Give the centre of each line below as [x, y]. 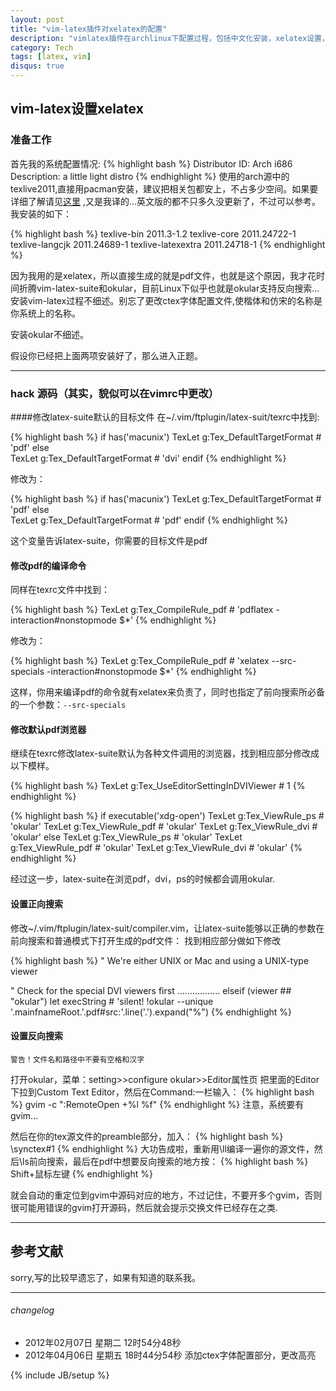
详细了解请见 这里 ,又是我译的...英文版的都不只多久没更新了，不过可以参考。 [166, 201]
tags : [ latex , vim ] [51, 57]
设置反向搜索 [36, 1036]
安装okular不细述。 [49, 334]
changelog [32, 1310]
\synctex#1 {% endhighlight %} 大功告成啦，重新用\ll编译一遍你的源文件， [162, 1148]
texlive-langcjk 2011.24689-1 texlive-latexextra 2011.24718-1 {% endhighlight [168, 244]
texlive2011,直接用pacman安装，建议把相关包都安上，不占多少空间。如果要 [164, 188]
